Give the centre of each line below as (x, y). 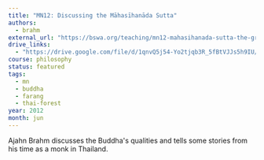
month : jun (26, 118)
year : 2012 (26, 111)
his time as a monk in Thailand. (58, 149)
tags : (17, 74)
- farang (29, 96)
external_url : (31, 37)
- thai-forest (38, 103)
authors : (22, 23)
